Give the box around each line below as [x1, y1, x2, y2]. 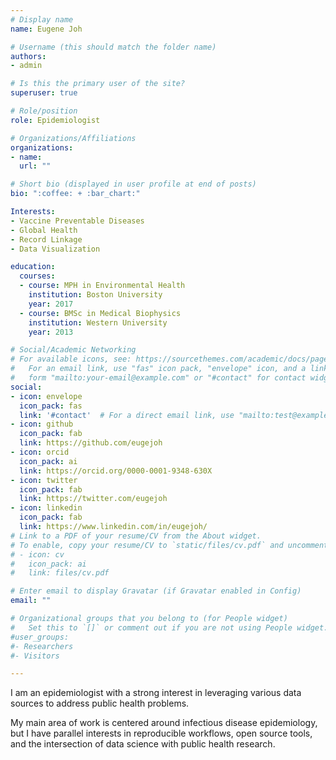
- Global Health [10, 225, 78, 235]
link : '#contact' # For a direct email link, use [19, 410, 235, 420]
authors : [10, 51, 47, 61]
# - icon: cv [10, 549, 65, 560]
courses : [19, 271, 56, 281]
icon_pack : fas [19, 401, 83, 411]
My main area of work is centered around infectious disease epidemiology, [10, 717, 318, 729]
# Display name [10, 14, 74, 25]
